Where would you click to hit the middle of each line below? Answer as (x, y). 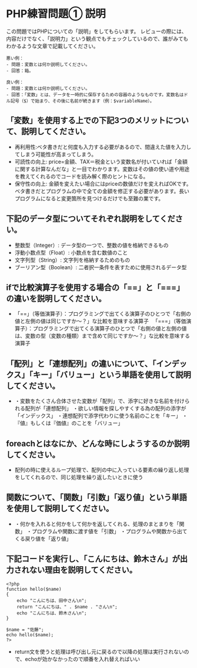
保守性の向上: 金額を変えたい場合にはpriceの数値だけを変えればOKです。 (103, 183)
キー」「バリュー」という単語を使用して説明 (112, 374)
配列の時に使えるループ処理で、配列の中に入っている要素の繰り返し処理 (102, 470)
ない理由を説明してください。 (83, 570)
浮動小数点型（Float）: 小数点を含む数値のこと (71, 252)
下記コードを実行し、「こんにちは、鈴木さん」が (93, 559)
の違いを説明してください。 (56, 298)
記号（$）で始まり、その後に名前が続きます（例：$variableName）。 (82, 101)
